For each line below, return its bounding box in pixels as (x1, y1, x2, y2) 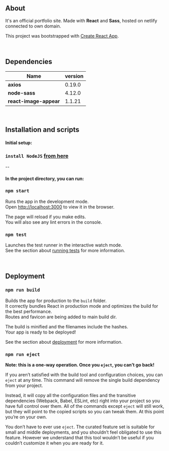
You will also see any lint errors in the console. (5, 219, 103, 225)
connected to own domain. (5, 23, 61, 29)
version (64, 72, 84, 79)
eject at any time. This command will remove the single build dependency (5, 377, 160, 383)
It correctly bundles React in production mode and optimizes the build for (5, 303, 158, 309)
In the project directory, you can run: (5, 175, 84, 182)
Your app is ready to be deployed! (5, 329, 76, 335)
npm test (5, 231, 27, 237)
